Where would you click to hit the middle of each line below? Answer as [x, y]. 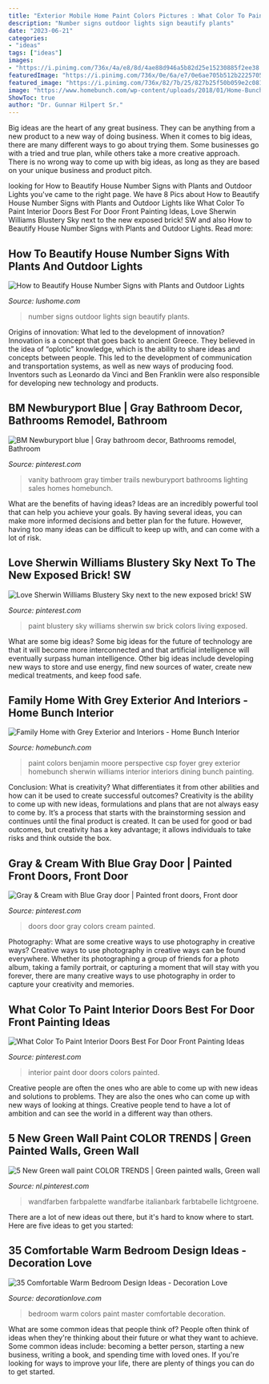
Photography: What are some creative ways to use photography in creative [132, 942]
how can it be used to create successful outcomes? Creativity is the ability [131, 796]
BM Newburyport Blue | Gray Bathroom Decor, [125, 408]
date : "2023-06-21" [41, 30]
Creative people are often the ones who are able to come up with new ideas [133, 1088]
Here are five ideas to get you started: [71, 1225]
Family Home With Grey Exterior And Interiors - [128, 700]
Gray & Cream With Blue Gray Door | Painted [120, 863]
